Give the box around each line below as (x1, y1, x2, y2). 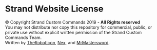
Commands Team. (5, 35, 42, 40)
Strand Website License (5, 3, 104, 14)
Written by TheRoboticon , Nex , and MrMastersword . (5, 39, 110, 45)
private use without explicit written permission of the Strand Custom (5, 29, 142, 35)
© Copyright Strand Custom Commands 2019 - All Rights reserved (5, 19, 140, 25)
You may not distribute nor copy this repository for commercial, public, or (5, 24, 153, 30)
